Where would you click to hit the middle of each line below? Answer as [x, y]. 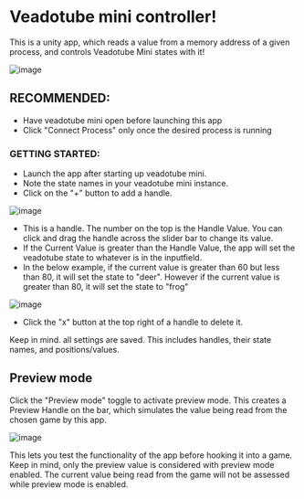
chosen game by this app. [58, 419]
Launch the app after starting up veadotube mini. [115, 174]
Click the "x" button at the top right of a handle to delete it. [133, 323]
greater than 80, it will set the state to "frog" [105, 287]
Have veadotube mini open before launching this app [122, 120]
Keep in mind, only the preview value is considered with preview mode [142, 464]
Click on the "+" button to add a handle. [97, 193]
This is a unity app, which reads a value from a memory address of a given [150, 42]
